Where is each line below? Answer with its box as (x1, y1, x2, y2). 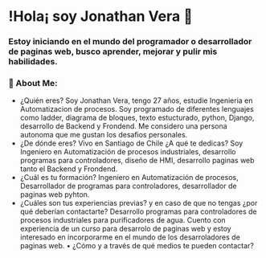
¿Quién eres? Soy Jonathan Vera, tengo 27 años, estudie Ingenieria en (19, 96, 253, 105)
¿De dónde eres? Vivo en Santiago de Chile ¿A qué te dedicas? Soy (19, 138, 243, 148)
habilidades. (8, 56, 58, 68)
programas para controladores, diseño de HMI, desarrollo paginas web (19, 156, 255, 166)
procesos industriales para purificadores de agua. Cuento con (19, 215, 227, 225)
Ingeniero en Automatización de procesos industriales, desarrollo (19, 147, 236, 157)
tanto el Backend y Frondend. (19, 164, 118, 174)
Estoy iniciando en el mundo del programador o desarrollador (8, 36, 252, 47)
